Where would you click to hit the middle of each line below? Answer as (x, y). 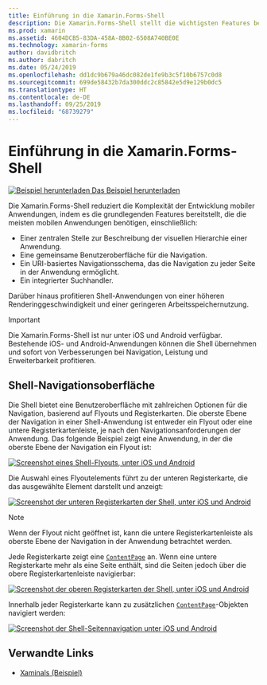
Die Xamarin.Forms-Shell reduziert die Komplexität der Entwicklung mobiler (132, 205)
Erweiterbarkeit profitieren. (52, 360)
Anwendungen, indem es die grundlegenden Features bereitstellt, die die (128, 214)
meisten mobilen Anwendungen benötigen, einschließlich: (103, 222)
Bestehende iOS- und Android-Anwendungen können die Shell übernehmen (132, 343)
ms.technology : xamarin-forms (58, 45)
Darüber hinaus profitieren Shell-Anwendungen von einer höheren (116, 296)
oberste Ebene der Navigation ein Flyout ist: (80, 447)
